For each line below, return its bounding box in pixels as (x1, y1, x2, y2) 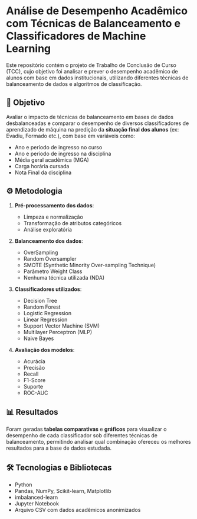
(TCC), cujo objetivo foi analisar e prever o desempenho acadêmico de (6, 68, 178, 75)
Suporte (23, 383, 43, 390)
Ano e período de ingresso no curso (14, 143, 103, 150)
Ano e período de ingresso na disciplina (14, 150, 111, 157)
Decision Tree (23, 297, 58, 304)
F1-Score (23, 376, 46, 383)
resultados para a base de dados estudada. (6, 444, 112, 451)
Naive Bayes (23, 335, 54, 342)
